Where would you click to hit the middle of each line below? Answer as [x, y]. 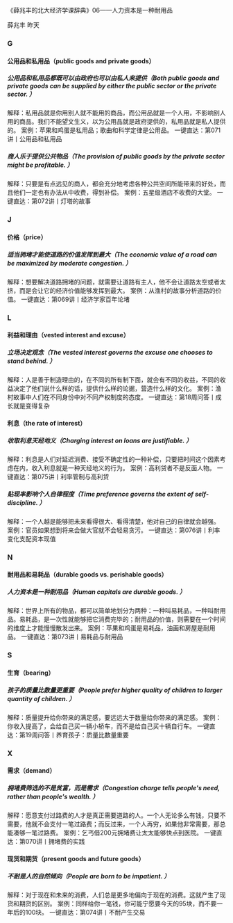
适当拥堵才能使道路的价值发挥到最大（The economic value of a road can [112, 254]
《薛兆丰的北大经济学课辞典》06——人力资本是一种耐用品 [90, 10]
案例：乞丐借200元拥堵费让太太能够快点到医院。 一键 [140, 833]
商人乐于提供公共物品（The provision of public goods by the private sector [116, 156]
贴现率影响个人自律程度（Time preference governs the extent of [101, 494]
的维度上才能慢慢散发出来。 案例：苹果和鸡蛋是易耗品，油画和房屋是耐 [108, 628]
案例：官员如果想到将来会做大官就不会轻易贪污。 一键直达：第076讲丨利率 [114, 530]
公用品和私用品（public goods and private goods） [81, 61]
